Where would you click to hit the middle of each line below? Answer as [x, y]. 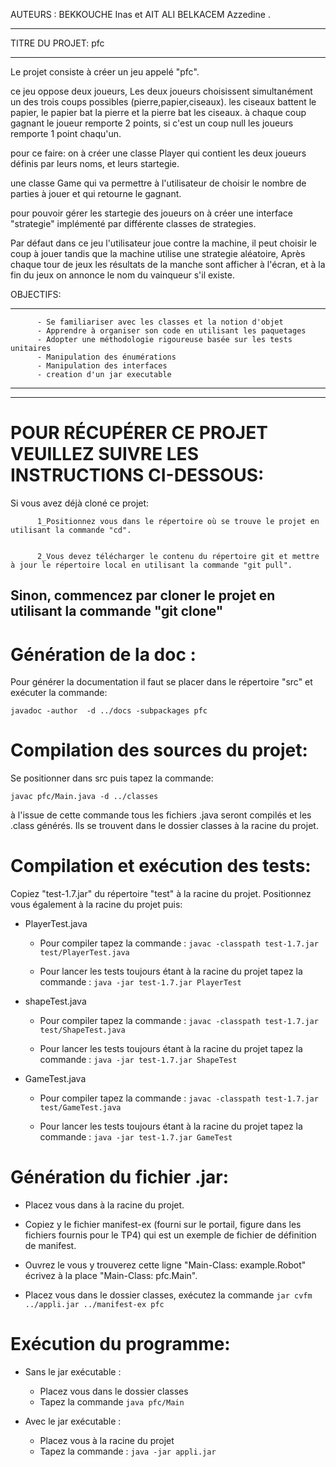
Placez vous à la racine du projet [107, 1441]
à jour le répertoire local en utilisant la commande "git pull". [151, 565]
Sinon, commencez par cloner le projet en [143, 595]
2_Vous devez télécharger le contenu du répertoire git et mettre [178, 556]
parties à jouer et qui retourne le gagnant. [96, 193]
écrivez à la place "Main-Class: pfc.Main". [111, 1276]
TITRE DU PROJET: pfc [57, 43]
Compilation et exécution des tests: [161, 866]
